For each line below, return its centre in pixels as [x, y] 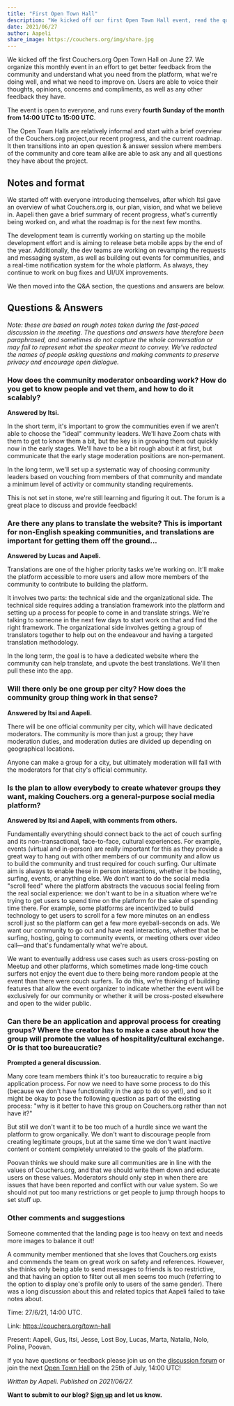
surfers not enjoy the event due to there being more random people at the [113, 973]
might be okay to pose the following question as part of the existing [104, 1099]
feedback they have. [37, 97]
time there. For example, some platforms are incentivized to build [100, 908]
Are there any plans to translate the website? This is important [115, 523]
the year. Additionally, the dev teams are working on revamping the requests [117, 250]
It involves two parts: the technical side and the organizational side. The [110, 598]
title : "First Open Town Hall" [53, 14]
